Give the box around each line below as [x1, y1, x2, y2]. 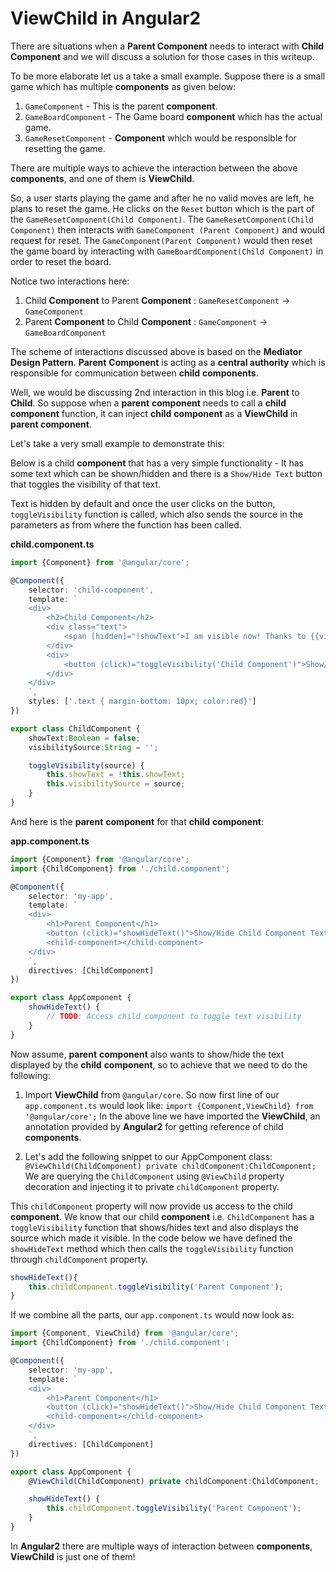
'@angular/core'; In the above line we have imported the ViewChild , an [24, 1110, 321, 1122]
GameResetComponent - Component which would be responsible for [24, 132, 297, 144]
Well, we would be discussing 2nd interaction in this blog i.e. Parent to [10, 386, 300, 398]
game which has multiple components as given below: [10, 80, 237, 92]
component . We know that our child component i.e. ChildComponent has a [10, 1210, 315, 1222]
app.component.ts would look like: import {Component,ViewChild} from [24, 1099, 314, 1111]
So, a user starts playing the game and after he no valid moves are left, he [10, 192, 315, 204]
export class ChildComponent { [10, 723, 141, 734]
